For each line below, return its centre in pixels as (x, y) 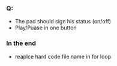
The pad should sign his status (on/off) (63, 22)
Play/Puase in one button (46, 28)
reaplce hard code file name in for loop (63, 56)
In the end (21, 43)
